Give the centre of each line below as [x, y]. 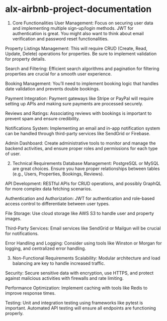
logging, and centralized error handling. [45, 248]
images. [13, 218]
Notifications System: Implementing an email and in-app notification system [83, 128]
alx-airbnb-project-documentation [78, 9]
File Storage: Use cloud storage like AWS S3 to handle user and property [80, 213]
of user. [13, 154]
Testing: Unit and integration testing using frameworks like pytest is [74, 303]
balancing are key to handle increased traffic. [59, 263]
